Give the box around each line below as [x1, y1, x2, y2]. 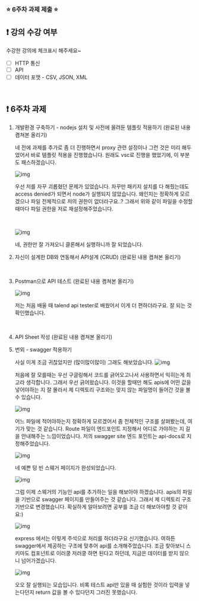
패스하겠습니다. [21, 159, 56, 166]
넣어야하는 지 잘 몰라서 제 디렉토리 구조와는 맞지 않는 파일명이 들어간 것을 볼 [14, 386, 191, 393]
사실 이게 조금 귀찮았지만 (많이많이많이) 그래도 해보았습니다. [14, 358, 154, 366]
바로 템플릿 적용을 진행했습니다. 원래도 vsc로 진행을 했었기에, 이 [30, 151, 179, 158]
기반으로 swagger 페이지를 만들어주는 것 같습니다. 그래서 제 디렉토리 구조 [21, 495, 192, 503]
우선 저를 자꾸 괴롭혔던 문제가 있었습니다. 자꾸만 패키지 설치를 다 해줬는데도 [14, 182, 189, 190]
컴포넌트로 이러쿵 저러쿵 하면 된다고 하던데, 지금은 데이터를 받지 [30, 549, 178, 556]
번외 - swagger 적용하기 [14, 346, 72, 353]
